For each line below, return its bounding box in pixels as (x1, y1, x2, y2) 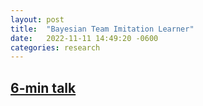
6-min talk (10, 79, 77, 96)
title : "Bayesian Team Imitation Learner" (10, 24, 195, 34)
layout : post (10, 14, 65, 25)
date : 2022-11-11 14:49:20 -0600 (10, 33, 159, 43)
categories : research (10, 42, 101, 53)
